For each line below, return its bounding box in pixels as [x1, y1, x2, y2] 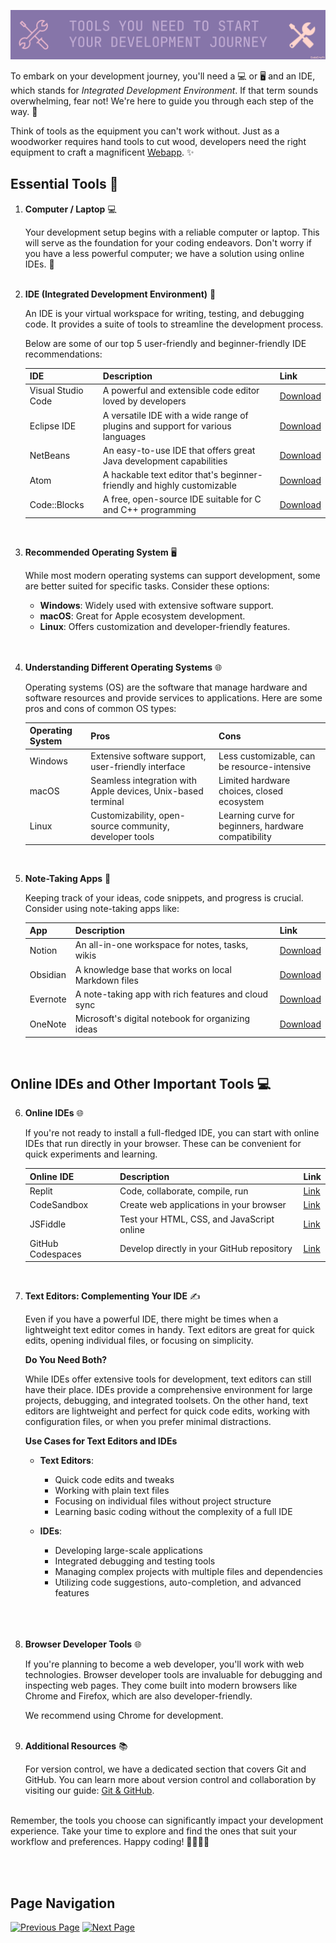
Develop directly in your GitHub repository [119, 1243, 293, 1255]
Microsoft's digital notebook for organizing [74, 1013, 251, 1025]
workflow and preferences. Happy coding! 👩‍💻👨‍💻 [10, 1836, 210, 1848]
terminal [90, 795, 125, 807]
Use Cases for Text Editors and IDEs [24, 1435, 178, 1447]
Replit [29, 1185, 53, 1197]
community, [121, 820, 170, 832]
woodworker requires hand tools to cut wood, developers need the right [10, 135, 307, 147]
